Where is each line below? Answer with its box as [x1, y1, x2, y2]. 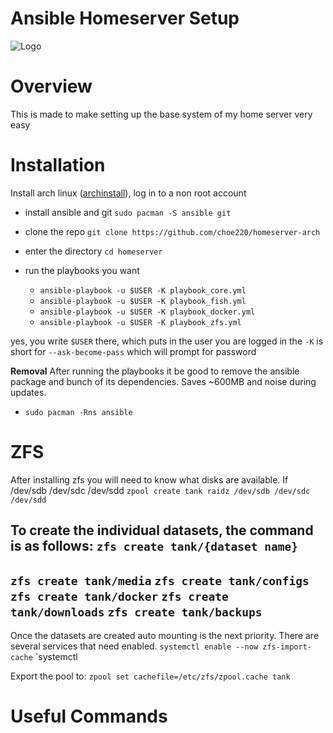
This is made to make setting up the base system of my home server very [10, 108, 313, 120]
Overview [10, 75, 93, 98]
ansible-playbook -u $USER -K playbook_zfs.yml [39, 317, 242, 327]
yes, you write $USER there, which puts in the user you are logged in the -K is [10, 335, 324, 347]
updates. [10, 386, 47, 398]
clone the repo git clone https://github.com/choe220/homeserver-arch [24, 225, 321, 237]
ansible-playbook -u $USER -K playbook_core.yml [39, 285, 247, 296]
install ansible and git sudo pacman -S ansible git [24, 206, 232, 218]
